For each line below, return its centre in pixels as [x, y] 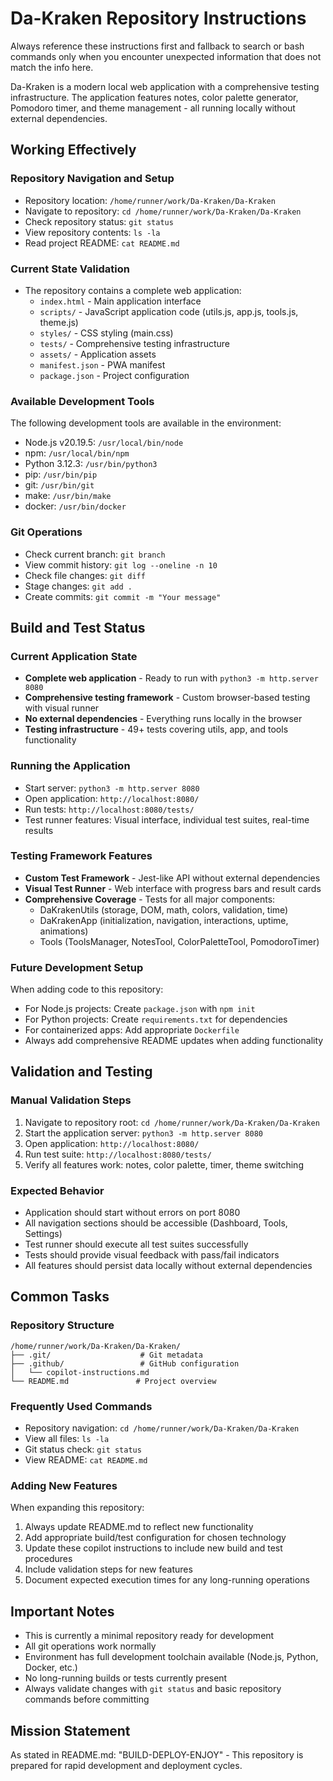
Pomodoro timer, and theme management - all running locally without [153, 108]
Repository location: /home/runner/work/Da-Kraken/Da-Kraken [150, 200]
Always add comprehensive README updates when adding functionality [174, 1041]
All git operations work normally [90, 1646]
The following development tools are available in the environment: [146, 423]
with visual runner [62, 708]
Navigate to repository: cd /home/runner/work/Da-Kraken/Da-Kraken [163, 211]
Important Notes [62, 1611]
